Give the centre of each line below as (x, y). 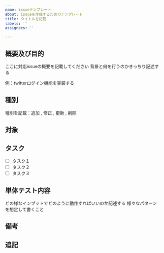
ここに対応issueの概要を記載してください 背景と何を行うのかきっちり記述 (80, 66)
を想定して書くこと (25, 209)
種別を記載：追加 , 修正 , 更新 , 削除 (41, 113)
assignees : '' (20, 28)
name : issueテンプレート (28, 10)
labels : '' (16, 23)
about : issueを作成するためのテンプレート (44, 14)
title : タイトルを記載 (26, 19)
